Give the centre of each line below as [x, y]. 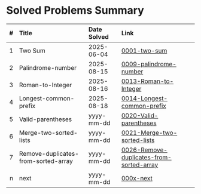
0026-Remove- [144, 150]
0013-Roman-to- [147, 81]
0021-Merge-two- [149, 133]
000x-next [137, 178]
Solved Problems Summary [75, 10]
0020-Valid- [140, 115]
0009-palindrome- [149, 64]
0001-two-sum [144, 50]
